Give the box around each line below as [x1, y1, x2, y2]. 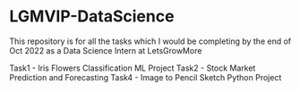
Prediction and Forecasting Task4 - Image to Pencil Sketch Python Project [9, 71, 282, 82]
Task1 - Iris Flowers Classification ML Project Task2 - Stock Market [9, 63, 256, 73]
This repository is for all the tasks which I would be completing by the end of [9, 36, 292, 46]
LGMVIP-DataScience [9, 6, 175, 27]
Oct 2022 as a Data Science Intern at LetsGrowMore [9, 45, 202, 55]
